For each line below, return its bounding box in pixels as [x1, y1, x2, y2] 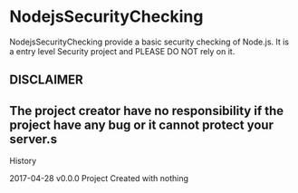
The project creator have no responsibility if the [9, 102, 284, 119]
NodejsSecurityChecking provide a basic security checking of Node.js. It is [9, 36, 290, 47]
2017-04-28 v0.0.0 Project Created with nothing [9, 173, 188, 184]
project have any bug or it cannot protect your [9, 117, 274, 132]
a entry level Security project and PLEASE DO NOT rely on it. [9, 45, 236, 56]
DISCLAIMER [9, 72, 83, 88]
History [9, 156, 37, 167]
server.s [9, 131, 57, 147]
